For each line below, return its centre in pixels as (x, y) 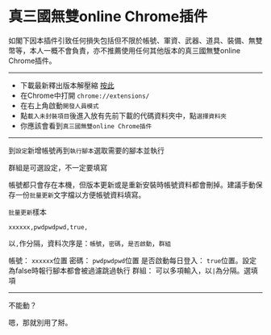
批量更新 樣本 (27, 211)
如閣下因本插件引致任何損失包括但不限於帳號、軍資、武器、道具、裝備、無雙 (135, 40)
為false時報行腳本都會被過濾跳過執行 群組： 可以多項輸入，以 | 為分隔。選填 (133, 270)
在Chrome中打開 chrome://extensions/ (85, 95)
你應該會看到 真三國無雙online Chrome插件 (86, 125)
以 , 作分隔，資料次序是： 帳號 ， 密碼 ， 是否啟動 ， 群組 (90, 243)
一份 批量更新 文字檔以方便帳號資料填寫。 (80, 195)
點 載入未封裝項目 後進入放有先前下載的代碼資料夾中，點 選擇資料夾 (123, 115)
